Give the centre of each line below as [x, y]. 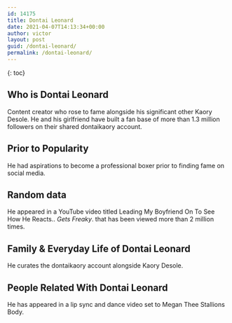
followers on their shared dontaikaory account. [75, 126]
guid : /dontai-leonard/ [42, 46]
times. [16, 227]
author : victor [29, 33]
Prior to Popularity [48, 149]
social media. [26, 173]
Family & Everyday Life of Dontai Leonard [99, 248]
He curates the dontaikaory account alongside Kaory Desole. [95, 266]
